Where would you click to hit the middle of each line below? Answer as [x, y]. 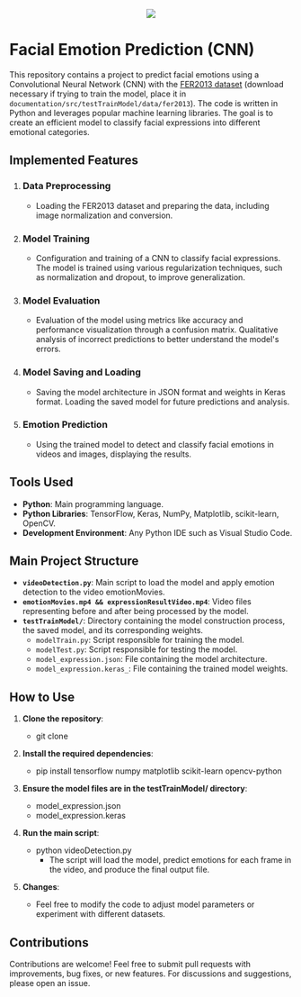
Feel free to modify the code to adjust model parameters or [145, 904]
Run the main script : [61, 833]
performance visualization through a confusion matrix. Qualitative [157, 330]
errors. [48, 349]
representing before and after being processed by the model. [135, 612]
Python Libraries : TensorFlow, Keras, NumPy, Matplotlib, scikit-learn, [150, 513]
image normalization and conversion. [104, 215]
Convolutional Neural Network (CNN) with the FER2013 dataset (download [147, 84]
